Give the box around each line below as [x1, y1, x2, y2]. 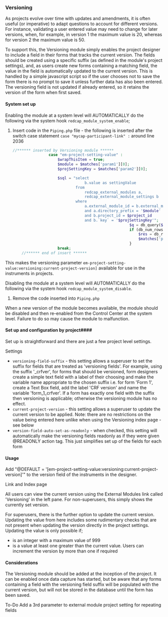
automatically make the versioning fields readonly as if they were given [12, 433, 159, 439]
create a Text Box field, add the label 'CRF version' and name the [12, 384, 147, 390]
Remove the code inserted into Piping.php [12, 295, 100, 301]
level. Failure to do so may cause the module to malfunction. [5, 315, 129, 321]
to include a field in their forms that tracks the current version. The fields [5, 52, 155, 58]
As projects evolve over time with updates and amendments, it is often [5, 16, 150, 22]
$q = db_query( [129, 222, 161, 228]
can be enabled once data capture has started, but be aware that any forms [5, 576, 161, 582]
